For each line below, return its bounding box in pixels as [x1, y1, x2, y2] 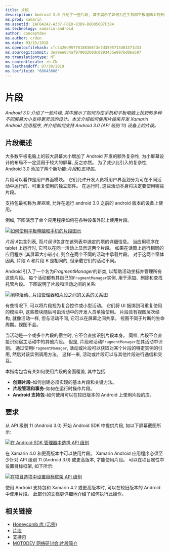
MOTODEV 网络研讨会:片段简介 [12, 540, 78, 546]
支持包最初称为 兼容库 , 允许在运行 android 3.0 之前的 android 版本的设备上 [5, 200, 159, 206]
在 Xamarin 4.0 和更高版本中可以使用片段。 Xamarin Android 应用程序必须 [5, 450, 159, 456]
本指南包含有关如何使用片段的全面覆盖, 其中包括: [5, 368, 107, 374]
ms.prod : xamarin [5, 17, 42, 22]
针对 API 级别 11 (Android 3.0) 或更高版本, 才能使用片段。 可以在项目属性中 [9, 456, 164, 462]
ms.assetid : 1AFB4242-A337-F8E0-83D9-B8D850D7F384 [5, 21, 114, 27]
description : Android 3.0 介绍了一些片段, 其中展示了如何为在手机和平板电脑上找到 [5, 12, 164, 17]
